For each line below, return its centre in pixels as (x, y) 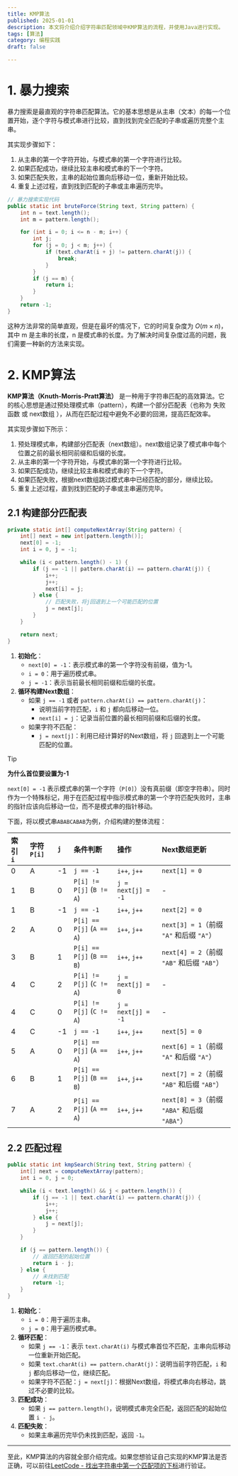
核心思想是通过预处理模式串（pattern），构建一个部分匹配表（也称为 (112, 405)
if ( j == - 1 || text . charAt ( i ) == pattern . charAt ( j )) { (117, 1198)
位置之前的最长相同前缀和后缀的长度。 (73, 452)
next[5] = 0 (182, 1031)
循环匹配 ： (33, 1337)
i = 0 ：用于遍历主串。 (61, 1319)
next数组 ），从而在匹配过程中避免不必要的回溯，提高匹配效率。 (122, 413)
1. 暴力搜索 (38, 91)
